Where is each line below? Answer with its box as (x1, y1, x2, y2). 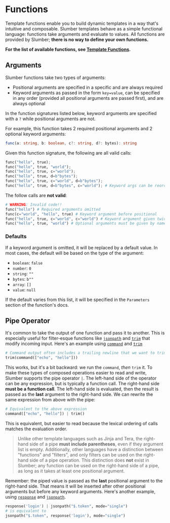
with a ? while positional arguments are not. (5, 116, 96, 122)
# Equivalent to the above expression (5, 406, 87, 412)
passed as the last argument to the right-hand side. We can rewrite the (5, 391, 153, 397)
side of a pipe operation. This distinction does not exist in (29, 457, 149, 463)
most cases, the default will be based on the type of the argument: (5, 250, 144, 256)
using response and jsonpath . (5, 494, 66, 500)
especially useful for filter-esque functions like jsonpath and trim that (5, 335, 150, 342)
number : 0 (12, 265, 31, 271)
